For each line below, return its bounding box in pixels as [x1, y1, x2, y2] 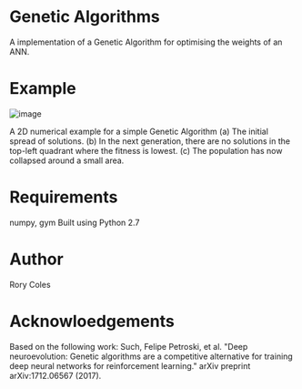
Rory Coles [9, 279, 52, 290]
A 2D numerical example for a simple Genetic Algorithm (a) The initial [9, 126, 268, 137]
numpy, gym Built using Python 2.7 [9, 217, 140, 228]
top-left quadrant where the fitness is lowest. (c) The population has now [9, 145, 283, 156]
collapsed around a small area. [9, 155, 125, 166]
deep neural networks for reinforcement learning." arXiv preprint [9, 360, 251, 371]
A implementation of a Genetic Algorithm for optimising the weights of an [9, 36, 283, 47]
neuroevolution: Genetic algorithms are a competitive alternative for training [9, 351, 293, 362]
